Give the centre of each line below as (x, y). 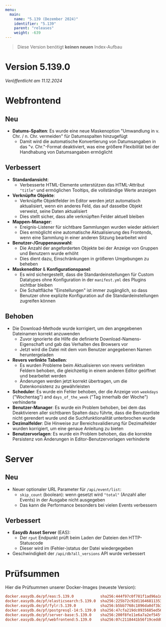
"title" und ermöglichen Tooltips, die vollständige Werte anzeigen (88, 190)
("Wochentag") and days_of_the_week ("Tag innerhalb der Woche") (80, 397)
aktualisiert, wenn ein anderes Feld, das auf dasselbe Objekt (81, 206)
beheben (29, 264)
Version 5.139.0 (38, 67)
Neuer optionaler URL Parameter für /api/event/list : (67, 489)
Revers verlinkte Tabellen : (40, 360)
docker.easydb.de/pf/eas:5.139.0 (40, 596)
